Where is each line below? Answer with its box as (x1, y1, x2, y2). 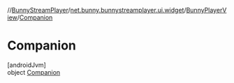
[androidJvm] (7, 61, 47, 69)
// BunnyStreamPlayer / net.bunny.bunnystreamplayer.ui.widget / (7, 6, 187, 14)
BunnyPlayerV (186, 6, 227, 14)
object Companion (7, 68, 61, 76)
